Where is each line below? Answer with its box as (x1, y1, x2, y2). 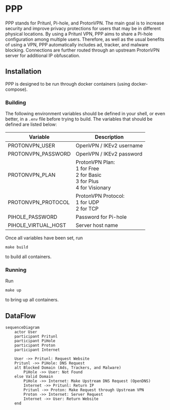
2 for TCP (76, 205, 99, 212)
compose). (5, 86, 28, 92)
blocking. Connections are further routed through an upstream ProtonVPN (5, 47, 160, 53)
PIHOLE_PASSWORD (8, 214, 57, 221)
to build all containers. (5, 253, 52, 260)
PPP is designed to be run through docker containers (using (5, 81, 130, 87)
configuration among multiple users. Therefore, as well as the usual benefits (5, 36, 164, 42)
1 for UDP (76, 199, 99, 206)
